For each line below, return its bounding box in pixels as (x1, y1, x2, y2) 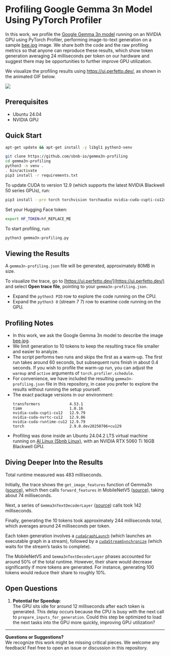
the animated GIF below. (5, 73, 56, 79)
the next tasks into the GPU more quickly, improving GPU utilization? (12, 619, 155, 626)
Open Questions (5, 584, 58, 593)
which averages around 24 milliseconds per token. (5, 522, 111, 529)
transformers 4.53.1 (12, 401, 83, 407)
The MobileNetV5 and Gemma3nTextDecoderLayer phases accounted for (5, 553, 151, 559)
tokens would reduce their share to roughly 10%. (5, 569, 107, 575)
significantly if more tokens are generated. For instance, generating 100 (5, 564, 154, 570)
